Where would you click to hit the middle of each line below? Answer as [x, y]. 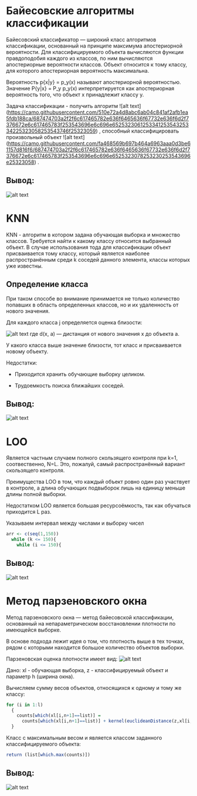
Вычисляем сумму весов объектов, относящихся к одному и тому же [94, 687]
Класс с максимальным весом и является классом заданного [84, 738]
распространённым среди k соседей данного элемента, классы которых [98, 259]
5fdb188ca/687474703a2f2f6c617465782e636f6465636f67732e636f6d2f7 [98, 118]
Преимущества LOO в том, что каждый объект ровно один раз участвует [98, 482]
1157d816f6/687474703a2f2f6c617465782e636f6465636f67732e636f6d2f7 [98, 149]
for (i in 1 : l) [25, 705]
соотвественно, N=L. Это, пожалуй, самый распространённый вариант [96, 464]
